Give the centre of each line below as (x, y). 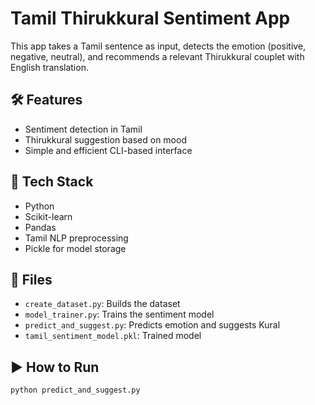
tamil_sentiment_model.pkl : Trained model (113, 336)
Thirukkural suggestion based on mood (105, 139)
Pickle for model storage (75, 248)
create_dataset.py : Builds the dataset (102, 304)
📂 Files (31, 279)
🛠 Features (46, 100)
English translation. (49, 67)
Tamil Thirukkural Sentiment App (150, 18)
